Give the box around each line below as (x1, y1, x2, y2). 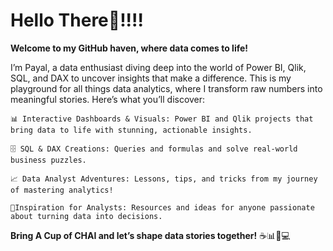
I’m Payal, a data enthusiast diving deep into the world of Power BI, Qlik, (10, 61, 307, 73)
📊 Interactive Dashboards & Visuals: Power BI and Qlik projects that (10, 114, 314, 124)
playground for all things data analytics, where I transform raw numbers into (10, 82, 323, 94)
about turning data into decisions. (10, 211, 163, 221)
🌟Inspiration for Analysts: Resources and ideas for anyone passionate (10, 202, 315, 213)
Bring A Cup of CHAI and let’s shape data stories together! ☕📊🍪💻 (10, 229, 291, 241)
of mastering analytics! (10, 185, 114, 195)
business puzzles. (10, 155, 87, 165)
